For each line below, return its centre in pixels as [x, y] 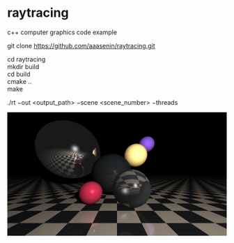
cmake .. [19, 81]
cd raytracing [26, 59]
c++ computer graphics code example [62, 32]
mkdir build [23, 66]
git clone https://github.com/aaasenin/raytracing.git [81, 45]
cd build [19, 74]
